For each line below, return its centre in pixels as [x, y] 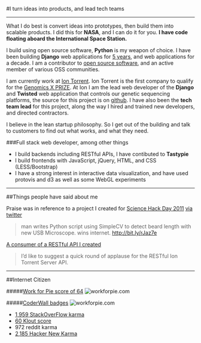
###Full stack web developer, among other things [67, 142]
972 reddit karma [36, 327]
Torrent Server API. [45, 262]
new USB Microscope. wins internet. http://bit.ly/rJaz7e [89, 233]
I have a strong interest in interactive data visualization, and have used [101, 173]
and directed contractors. [37, 113]
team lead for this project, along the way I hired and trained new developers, [101, 106]
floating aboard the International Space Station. [67, 39]
